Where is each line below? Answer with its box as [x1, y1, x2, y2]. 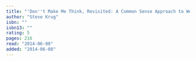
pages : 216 [6, 35, 33, 41]
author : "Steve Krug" [6, 14, 59, 20]
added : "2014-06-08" [6, 46, 57, 52]
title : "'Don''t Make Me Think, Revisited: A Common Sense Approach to [6, 8, 184, 15]
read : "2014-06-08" [6, 41, 54, 47]
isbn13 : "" [6, 24, 33, 31]
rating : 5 [6, 30, 30, 36]
